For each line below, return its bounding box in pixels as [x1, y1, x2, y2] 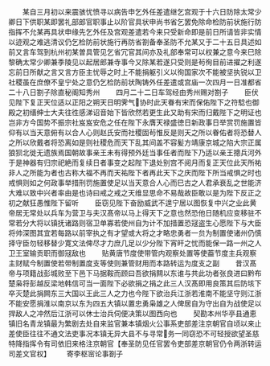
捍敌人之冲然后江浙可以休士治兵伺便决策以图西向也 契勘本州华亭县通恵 [8, 309, 257, 318]
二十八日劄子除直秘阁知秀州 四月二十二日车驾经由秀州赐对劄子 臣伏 [8, 88, 259, 97]
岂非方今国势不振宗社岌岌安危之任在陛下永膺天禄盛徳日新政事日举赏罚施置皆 [8, 117, 262, 127]
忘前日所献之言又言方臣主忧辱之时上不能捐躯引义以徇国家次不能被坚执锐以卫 [8, 68, 262, 76]
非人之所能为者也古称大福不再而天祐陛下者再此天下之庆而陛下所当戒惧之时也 [8, 168, 262, 177]
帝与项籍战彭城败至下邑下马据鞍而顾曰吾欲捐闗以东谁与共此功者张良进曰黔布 [8, 269, 262, 278]
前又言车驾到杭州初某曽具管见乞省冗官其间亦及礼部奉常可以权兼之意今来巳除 [8, 47, 262, 56]
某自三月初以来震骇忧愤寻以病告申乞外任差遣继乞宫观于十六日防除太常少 [22, 7, 262, 16]
